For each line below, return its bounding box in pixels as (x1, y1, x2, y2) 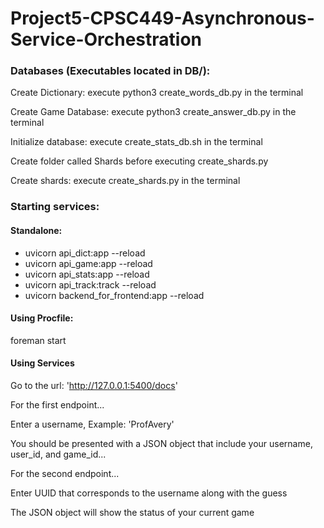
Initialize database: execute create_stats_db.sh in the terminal (10, 136, 263, 148)
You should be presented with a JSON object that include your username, (10, 438, 313, 450)
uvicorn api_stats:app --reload (24, 268, 150, 280)
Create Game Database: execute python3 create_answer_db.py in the (10, 106, 297, 118)
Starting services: (10, 200, 100, 214)
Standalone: (10, 225, 63, 236)
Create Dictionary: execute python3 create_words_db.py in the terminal (10, 87, 304, 99)
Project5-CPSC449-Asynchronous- (10, 7, 315, 30)
